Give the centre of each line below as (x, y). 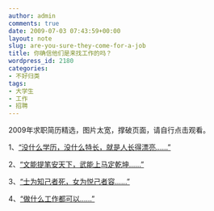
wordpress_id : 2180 (41, 61)
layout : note (30, 38)
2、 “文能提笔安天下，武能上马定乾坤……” (76, 165)
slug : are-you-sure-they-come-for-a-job (78, 46)
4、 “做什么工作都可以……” (52, 199)
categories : (28, 69)
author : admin (32, 16)
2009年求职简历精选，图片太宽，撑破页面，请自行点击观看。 (109, 130)
